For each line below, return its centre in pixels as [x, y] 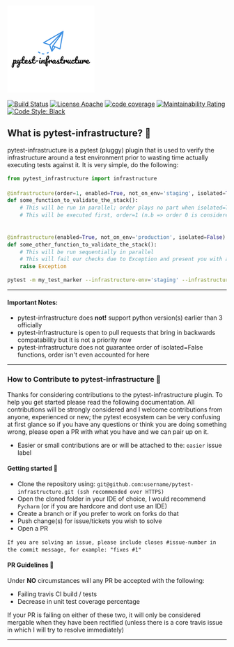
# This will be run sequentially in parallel [87, 252]
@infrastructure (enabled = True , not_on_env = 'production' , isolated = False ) [117, 237]
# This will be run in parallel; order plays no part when [107, 208]
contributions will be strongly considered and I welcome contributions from [115, 410]
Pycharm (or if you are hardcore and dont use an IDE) [92, 506]
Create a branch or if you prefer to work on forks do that [98, 513]
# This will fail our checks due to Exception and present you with [121, 259]
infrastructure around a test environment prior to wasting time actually [108, 157]
